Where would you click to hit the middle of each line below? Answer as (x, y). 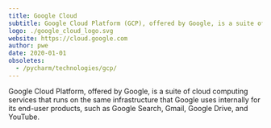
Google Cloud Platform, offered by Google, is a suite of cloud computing (128, 91)
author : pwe (28, 46)
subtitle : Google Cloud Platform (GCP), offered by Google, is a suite (131, 23)
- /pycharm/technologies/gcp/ (66, 68)
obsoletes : (27, 61)
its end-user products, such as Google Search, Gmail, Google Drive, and (128, 108)
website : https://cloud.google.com (68, 38)
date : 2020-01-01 (38, 53)
